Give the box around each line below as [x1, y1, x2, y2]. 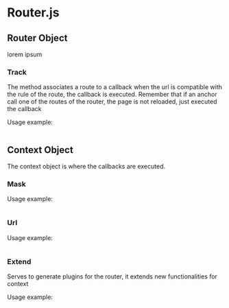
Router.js [7, 5, 60, 21]
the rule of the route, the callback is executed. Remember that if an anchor [7, 91, 217, 99]
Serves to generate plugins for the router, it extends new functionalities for [7, 272, 218, 281]
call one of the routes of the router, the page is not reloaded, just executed [7, 97, 217, 106]
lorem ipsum [7, 50, 43, 58]
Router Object [7, 32, 68, 44]
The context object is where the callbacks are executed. [7, 163, 166, 171]
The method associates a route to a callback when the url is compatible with [7, 83, 223, 91]
